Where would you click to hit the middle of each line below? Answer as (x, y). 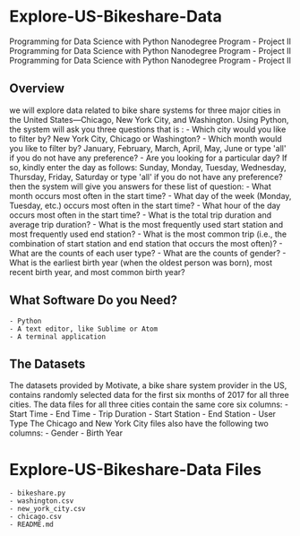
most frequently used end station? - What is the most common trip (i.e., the (148, 234)
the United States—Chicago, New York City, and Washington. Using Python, (149, 119)
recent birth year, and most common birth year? (97, 272)
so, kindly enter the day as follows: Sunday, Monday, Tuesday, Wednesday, (148, 167)
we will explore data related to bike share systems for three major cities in (145, 110)
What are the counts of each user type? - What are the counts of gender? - (148, 253)
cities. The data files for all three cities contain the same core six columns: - (149, 404)
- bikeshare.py (38, 493)
